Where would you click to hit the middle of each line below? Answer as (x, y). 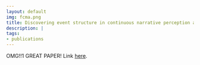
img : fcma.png (24, 17)
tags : (13, 34)
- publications (25, 39)
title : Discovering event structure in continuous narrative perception (98, 22)
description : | (25, 28)
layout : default (26, 12)
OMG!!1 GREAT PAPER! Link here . (47, 56)
